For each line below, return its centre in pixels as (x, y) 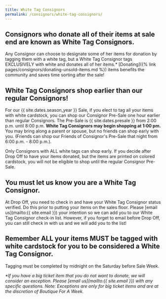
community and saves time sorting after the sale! (55, 75)
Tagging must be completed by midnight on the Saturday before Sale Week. (82, 266)
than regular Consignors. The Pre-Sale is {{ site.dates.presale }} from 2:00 (81, 121)
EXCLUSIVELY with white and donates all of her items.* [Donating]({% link (81, 64)
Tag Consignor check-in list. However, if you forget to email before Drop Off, (83, 217)
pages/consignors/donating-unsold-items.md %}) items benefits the (75, 70)
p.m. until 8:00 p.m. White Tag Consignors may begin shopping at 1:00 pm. (83, 126)
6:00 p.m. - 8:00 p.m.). (28, 142)
